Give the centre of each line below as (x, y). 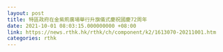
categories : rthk (32, 38)
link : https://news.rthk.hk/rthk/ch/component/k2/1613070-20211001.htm (111, 32)
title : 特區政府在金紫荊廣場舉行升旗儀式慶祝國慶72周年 (77, 20)
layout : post (26, 13)
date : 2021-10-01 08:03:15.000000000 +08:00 (72, 26)
